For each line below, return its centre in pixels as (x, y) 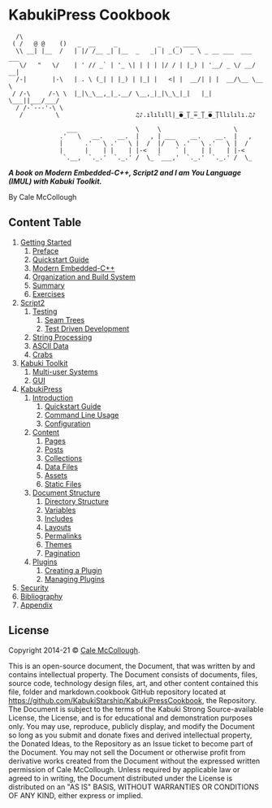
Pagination (62, 553)
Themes (58, 544)
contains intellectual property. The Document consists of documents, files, (133, 674)
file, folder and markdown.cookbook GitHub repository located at (117, 692)
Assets (56, 475)
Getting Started (45, 242)
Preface (45, 250)
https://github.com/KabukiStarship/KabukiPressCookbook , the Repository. (133, 700)
